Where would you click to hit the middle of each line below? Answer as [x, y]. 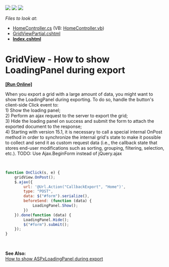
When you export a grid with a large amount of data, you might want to [79, 94]
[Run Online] [19, 84]
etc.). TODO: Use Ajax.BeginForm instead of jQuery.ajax [64, 153]
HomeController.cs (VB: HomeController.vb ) [58, 28]
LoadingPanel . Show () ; [55, 206]
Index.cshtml [27, 39]
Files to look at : [21, 18]
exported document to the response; [44, 126]
